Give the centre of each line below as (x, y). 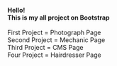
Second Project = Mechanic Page (56, 40)
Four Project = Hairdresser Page (54, 55)
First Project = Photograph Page (54, 32)
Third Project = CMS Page (45, 47)
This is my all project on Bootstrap (58, 18)
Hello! (16, 10)
